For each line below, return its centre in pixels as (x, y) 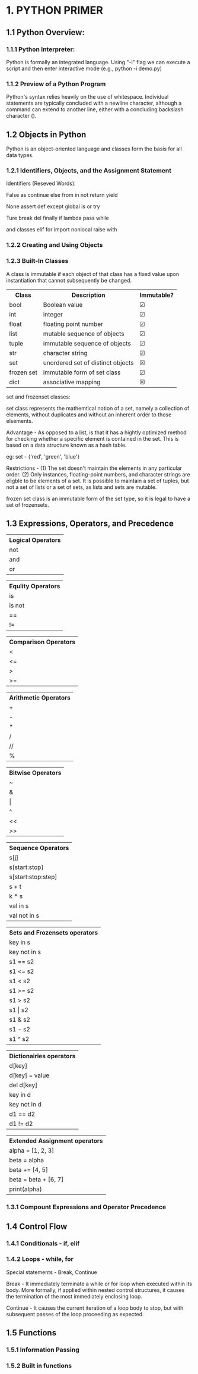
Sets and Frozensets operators (54, 933)
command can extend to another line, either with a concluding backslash (95, 109)
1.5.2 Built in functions (39, 1366)
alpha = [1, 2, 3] (32, 1150)
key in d (20, 1095)
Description (88, 295)
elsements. (20, 421)
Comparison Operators (42, 642)
